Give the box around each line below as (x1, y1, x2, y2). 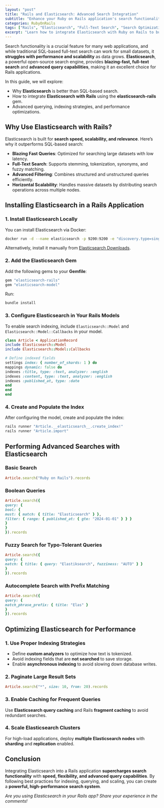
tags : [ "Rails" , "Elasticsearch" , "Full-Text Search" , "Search (5, 25, 137, 30)
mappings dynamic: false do (5, 365, 62, 370)
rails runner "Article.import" (5, 429, 69, 434)
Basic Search (5, 464, 37, 471)
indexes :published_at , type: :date (5, 378, 80, 383)
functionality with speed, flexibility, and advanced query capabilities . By (5, 773, 155, 779)
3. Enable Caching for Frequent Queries (5, 696, 101, 703)
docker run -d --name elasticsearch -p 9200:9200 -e (5, 236, 115, 241)
